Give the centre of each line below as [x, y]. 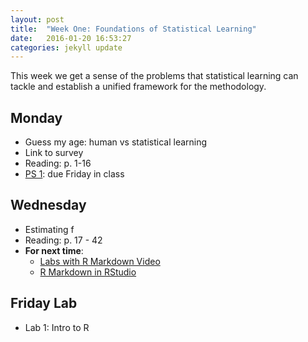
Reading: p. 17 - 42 [63, 240]
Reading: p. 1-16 [58, 163]
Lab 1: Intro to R [57, 327]
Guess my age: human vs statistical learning [116, 142]
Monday [36, 117]
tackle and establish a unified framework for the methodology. [138, 87]
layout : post [37, 19]
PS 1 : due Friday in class [74, 174]
